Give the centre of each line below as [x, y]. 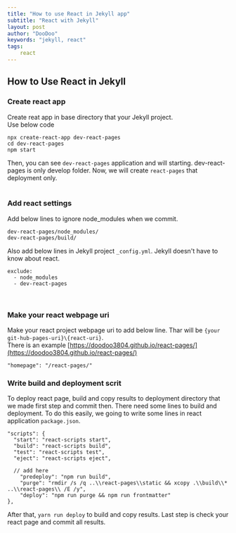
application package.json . [44, 421]
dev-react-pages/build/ [42, 238]
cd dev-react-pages [36, 144]
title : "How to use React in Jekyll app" [69, 14]
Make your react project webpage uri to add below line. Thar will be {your [114, 330]
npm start [22, 150]
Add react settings [40, 203]
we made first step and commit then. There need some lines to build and [112, 406]
